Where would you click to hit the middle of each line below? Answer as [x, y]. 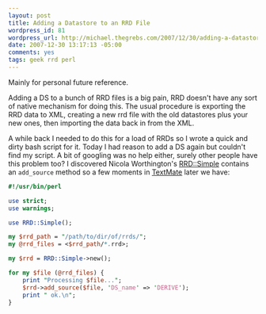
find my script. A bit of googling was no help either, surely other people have [133, 155]
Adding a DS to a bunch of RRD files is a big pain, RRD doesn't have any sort [133, 98]
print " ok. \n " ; [49, 295]
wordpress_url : [33, 38]
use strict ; [28, 201]
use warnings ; [32, 208]
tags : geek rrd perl [42, 60]
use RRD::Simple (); [40, 223]
